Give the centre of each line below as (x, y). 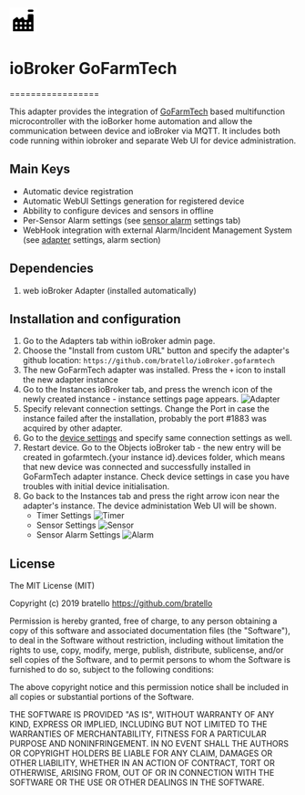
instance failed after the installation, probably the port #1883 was (144, 419)
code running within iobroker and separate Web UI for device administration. (153, 141)
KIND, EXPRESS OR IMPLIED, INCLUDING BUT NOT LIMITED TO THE (138, 725)
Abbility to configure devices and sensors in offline (118, 210)
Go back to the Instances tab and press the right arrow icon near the (151, 497)
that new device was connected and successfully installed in (137, 467)
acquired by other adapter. (72, 428)
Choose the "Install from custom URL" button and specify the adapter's (156, 350)
